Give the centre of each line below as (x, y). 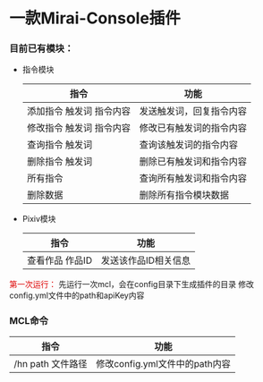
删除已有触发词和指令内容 (193, 162)
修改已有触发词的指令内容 (193, 128)
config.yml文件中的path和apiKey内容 (77, 295)
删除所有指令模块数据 (184, 195)
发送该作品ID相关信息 (145, 260)
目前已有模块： (42, 48)
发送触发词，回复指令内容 (193, 111)
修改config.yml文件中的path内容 (163, 363)
